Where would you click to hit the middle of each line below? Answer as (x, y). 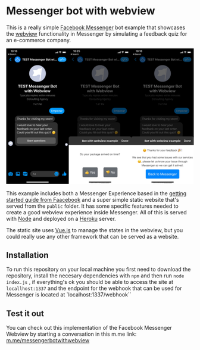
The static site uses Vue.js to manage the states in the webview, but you (95, 230)
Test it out (25, 313)
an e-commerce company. (39, 40)
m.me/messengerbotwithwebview (48, 340)
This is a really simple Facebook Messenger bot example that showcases (96, 27)
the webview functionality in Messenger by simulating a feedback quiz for (97, 33)
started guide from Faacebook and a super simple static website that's (93, 199)
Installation (27, 255)
